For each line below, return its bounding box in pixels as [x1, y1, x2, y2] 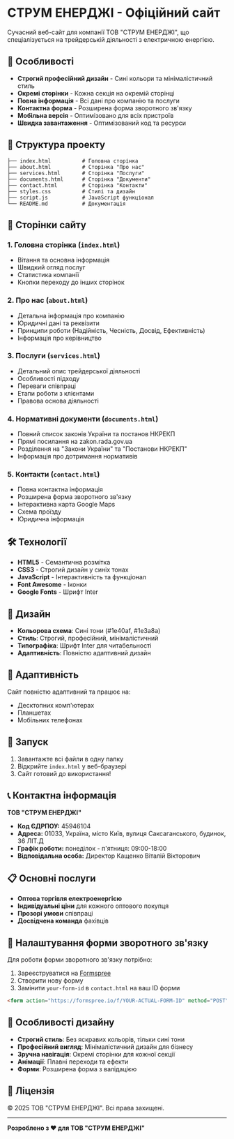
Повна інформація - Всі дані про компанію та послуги [17, 96, 180, 105]
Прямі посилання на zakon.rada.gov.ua [17, 438, 133, 446]
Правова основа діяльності [17, 396, 99, 405]
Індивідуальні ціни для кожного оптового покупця [17, 902, 169, 910]
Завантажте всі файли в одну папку [17, 754, 124, 763]
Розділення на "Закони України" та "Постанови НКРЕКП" [17, 445, 188, 453]
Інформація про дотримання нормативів [17, 452, 138, 461]
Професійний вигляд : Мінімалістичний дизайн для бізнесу [17, 1042, 194, 1051]
